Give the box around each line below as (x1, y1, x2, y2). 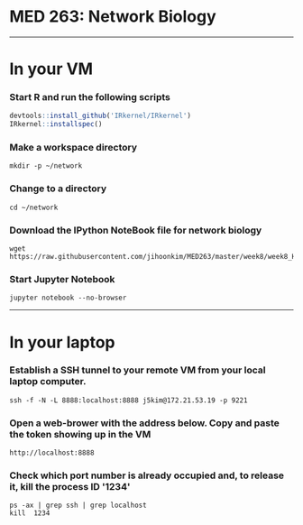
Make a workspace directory (9, 142, 138, 154)
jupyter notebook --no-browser (9, 293, 127, 303)
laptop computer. (9, 375, 87, 388)
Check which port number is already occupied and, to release (9, 469, 285, 482)
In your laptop (9, 332, 115, 353)
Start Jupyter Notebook (9, 272, 115, 285)
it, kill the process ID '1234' (9, 481, 131, 493)
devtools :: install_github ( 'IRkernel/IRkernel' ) (9, 111, 192, 121)
